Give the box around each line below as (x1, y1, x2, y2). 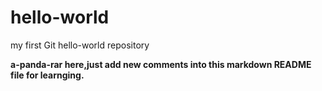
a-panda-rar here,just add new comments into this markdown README (10, 58, 312, 70)
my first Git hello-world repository (10, 39, 150, 51)
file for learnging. (10, 69, 85, 81)
